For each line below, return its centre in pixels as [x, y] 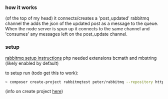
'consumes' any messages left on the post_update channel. [66, 34]
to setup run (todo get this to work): [42, 73]
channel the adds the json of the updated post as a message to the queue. [82, 23]
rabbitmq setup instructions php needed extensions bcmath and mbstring [81, 58]
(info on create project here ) [34, 92]
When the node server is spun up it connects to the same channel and [77, 29]
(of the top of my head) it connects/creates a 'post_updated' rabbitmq [77, 18]
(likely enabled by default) [32, 63]
